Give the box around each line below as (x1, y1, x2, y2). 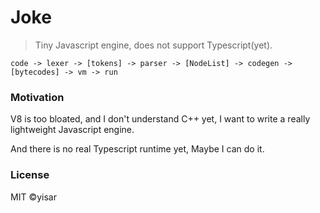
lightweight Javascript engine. (10, 124, 135, 136)
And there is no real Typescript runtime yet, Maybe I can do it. (10, 143, 265, 155)
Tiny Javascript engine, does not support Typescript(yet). (34, 39, 273, 51)
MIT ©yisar (10, 191, 57, 203)
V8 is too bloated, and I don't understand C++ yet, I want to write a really (10, 113, 311, 125)
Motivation (10, 90, 65, 104)
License (10, 168, 50, 182)
